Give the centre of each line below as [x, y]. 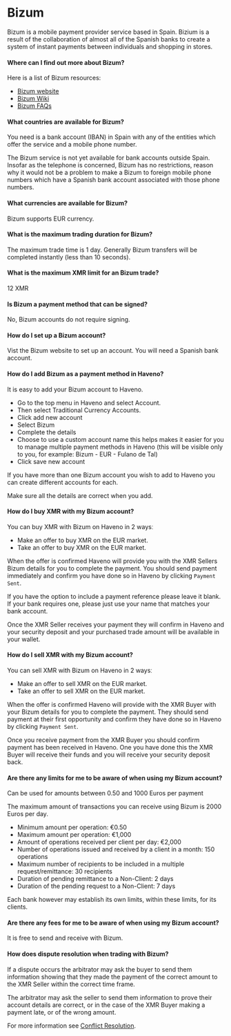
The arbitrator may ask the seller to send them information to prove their [110, 997]
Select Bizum [36, 425]
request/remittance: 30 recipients [64, 871]
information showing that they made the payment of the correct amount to [112, 977]
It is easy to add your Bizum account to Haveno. [75, 389]
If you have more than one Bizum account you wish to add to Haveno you [111, 474]
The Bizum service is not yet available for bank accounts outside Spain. [109, 158]
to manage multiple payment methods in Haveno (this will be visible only [120, 447]
